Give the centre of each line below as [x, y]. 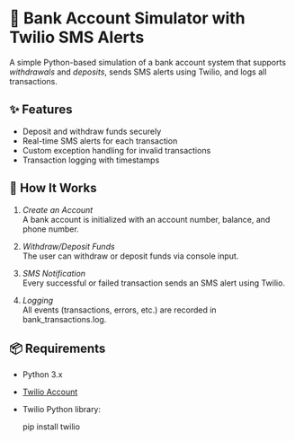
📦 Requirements [58, 348]
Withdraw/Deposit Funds [68, 246]
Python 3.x [42, 375]
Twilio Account [50, 392]
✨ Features [41, 110]
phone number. [50, 229]
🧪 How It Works [53, 188]
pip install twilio [51, 427]
